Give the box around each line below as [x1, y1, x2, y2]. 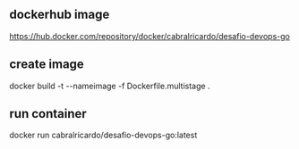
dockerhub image [9, 7, 110, 22]
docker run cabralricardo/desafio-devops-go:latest [9, 129, 198, 141]
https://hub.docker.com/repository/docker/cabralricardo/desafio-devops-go [9, 30, 291, 41]
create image [9, 57, 85, 72]
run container [9, 106, 87, 121]
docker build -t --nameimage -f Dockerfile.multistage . [9, 80, 210, 91]
